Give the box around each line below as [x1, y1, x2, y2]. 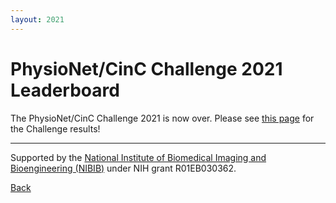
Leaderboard [10, 79, 120, 101]
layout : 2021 [10, 14, 65, 25]
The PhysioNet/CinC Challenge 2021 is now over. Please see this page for [10, 112, 315, 124]
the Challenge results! [10, 122, 101, 135]
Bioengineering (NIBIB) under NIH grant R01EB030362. [10, 162, 237, 174]
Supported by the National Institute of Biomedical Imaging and [10, 151, 267, 163]
